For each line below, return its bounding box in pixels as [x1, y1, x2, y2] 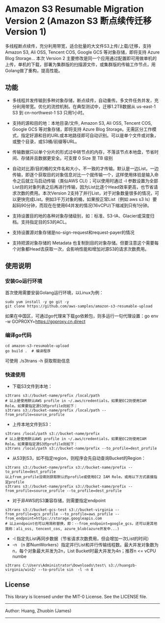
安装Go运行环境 [5, 278, 43, 284]
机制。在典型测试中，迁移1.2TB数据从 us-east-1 [59, 103, 156, 109]
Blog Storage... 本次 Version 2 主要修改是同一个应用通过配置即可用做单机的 [5, 55, 157, 61]
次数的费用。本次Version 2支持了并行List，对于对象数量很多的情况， [16, 190, 155, 196]
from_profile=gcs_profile [5, 512, 58, 517]
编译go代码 [5, 332, 32, 339]
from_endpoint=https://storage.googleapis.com [5, 516, 102, 521]
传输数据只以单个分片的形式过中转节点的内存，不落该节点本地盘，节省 [12, 149, 155, 155]
